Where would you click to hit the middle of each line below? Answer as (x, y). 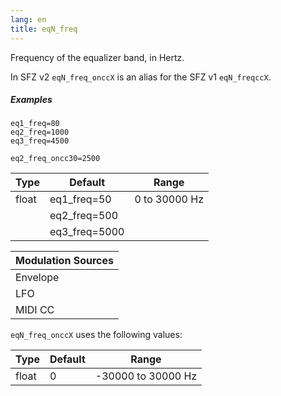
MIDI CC (35, 310)
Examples (31, 100)
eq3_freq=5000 (87, 232)
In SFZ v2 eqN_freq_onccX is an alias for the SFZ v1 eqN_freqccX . (141, 77)
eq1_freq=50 (80, 199)
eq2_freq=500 (84, 216)
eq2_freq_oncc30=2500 (55, 159)
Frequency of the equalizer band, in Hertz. (97, 57)
